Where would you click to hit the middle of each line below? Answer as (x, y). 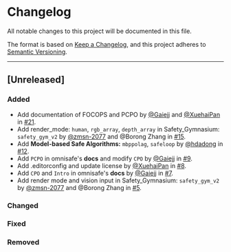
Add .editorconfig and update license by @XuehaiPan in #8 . (102, 165)
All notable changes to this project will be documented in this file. (100, 31)
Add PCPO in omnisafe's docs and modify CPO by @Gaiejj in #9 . (104, 158)
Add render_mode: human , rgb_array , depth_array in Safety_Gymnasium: (118, 129)
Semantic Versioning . (37, 52)
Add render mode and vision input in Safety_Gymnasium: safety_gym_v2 (118, 180)
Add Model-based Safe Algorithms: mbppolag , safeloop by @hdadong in (120, 144)
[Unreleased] (36, 80)
